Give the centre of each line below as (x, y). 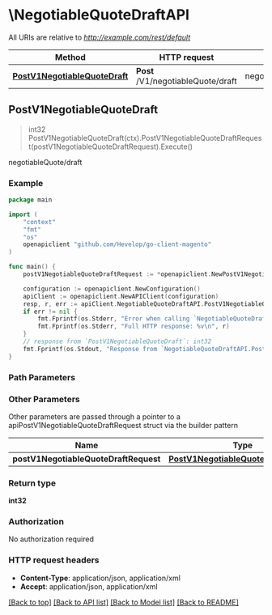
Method (71, 57)
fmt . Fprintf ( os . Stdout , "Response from (90, 349)
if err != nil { (51, 312)
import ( (23, 214)
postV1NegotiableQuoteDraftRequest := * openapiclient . (117, 274)
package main (30, 200)
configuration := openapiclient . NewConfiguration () (112, 289)
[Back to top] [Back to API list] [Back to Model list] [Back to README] (123, 602)
